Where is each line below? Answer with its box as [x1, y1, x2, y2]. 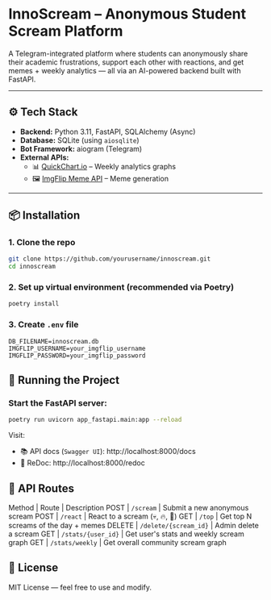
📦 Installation [8, 209, 81, 223]
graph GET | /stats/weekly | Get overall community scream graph [8, 538, 227, 548]
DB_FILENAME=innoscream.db [8, 337, 99, 345]
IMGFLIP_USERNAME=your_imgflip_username [8, 344, 147, 352]
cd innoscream [8, 263, 56, 271]
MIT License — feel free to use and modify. [8, 582, 152, 592]
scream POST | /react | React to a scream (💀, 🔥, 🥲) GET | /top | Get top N [8, 511, 252, 521]
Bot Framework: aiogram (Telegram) [19, 144, 143, 153]
